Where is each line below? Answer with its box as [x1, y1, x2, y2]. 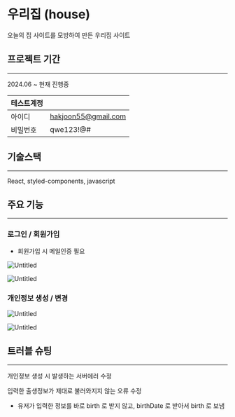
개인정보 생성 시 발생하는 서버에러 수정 [7, 371, 112, 380]
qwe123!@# [50, 124, 91, 134]
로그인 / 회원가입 [7, 229, 60, 239]
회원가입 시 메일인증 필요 [17, 247, 85, 255]
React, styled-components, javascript [7, 177, 115, 185]
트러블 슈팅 [7, 345, 52, 357]
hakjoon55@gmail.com [50, 111, 127, 121]
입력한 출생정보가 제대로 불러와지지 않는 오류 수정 [7, 386, 142, 395]
